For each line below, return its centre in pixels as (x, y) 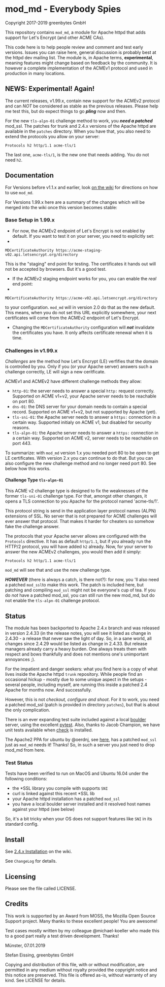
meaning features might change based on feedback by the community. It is (81, 63)
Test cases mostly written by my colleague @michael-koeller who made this (82, 930)
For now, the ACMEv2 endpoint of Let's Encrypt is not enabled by (79, 231)
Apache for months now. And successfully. (49, 690)
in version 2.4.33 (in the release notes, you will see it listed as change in (78, 633)
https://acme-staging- (79, 250)
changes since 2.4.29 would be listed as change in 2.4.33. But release (76, 644)
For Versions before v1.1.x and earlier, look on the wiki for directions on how (82, 187)
